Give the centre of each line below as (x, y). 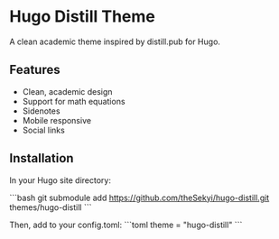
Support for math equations (74, 101)
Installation (42, 158)
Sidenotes (41, 111)
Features (35, 70)
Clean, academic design (67, 91)
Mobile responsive (57, 120)
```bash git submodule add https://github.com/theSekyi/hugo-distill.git (139, 198)
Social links (43, 130)
